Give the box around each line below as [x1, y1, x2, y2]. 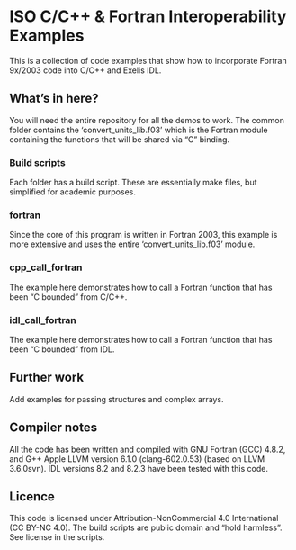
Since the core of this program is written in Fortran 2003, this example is [9, 230, 278, 240]
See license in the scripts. [9, 532, 105, 543]
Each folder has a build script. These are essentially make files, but [9, 177, 258, 188]
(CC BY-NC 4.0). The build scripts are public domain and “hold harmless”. [9, 522, 283, 533]
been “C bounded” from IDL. [9, 344, 115, 355]
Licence [9, 489, 56, 504]
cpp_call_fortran [9, 261, 83, 274]
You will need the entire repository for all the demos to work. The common [9, 114, 285, 125]
